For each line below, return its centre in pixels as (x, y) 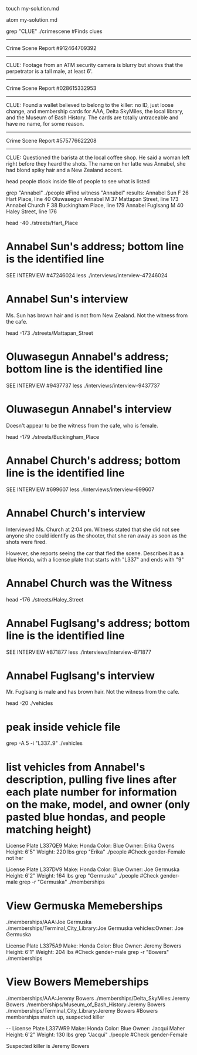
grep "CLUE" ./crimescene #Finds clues (54, 31)
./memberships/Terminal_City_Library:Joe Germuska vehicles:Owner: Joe (95, 928)
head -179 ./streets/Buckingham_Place (53, 436)
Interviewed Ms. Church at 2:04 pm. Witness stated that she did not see (93, 529)
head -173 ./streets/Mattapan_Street (50, 333)
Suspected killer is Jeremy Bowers (48, 1046)
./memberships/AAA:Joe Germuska (49, 922)
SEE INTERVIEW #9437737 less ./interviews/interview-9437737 (83, 385)
